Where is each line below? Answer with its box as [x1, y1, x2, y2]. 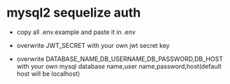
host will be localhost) [16, 69, 80, 78]
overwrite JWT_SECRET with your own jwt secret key [16, 41, 170, 49]
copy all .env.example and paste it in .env [16, 28, 136, 36]
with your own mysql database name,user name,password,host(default [16, 62, 222, 70]
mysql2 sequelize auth [6, 5, 141, 21]
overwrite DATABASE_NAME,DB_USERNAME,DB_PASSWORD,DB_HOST [16, 54, 223, 63]
